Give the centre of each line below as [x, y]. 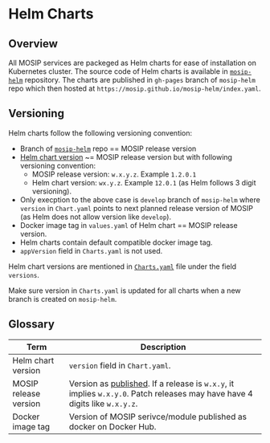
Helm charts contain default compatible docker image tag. [116, 242]
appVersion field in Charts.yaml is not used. [91, 250]
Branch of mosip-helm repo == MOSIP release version [108, 148]
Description [163, 347]
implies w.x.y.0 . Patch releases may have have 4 [161, 393]
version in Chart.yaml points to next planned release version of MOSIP [136, 208]
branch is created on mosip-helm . [63, 299]
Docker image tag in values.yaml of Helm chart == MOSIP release [129, 225]
